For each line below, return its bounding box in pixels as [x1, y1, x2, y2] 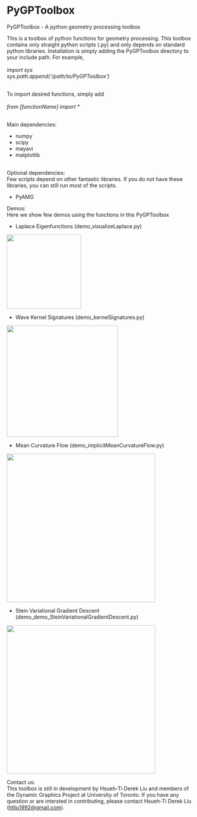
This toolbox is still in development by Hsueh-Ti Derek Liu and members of [7, 785, 189, 792]
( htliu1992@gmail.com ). [7, 803, 65, 811]
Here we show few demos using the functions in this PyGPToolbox [7, 211, 170, 218]
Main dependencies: [7, 121, 57, 128]
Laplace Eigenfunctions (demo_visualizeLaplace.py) [15, 222, 142, 229]
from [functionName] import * [7, 103, 80, 110]
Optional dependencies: [7, 169, 65, 176]
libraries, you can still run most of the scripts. [7, 182, 117, 189]
